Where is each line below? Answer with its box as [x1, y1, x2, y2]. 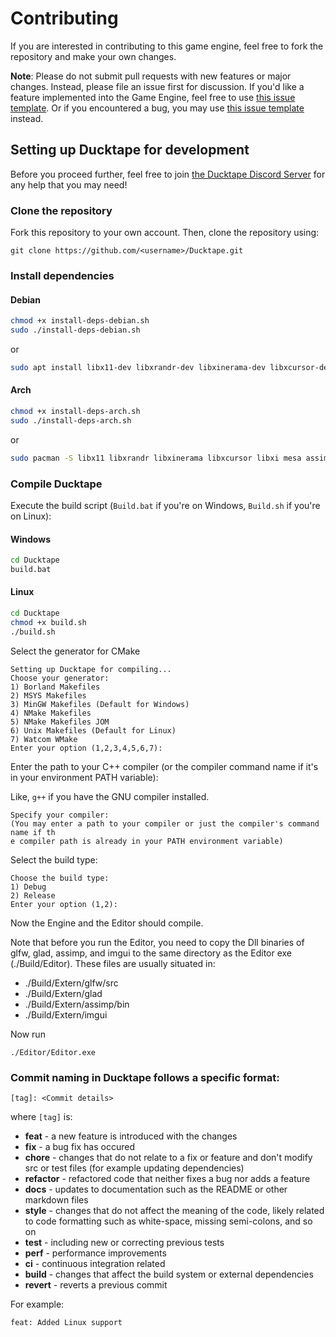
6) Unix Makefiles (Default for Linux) [10, 725, 177, 736]
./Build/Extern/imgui [24, 1008, 108, 1021]
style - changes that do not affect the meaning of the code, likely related [24, 1205, 325, 1216]
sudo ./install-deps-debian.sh [10, 325, 141, 336]
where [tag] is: [10, 1111, 73, 1122]
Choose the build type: [10, 873, 110, 883]
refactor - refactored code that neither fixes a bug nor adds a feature [24, 1173, 311, 1184]
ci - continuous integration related [24, 1258, 166, 1269]
